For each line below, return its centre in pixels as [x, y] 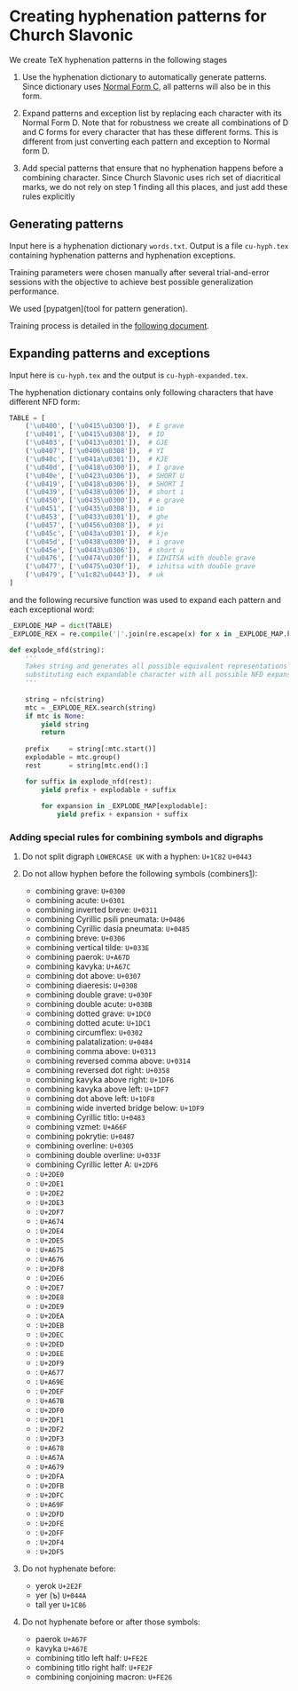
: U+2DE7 [50, 1287]
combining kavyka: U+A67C [83, 966]
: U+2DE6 [50, 1278]
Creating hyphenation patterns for [138, 16]
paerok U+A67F [61, 1639]
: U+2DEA [50, 1315]
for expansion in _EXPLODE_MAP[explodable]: [125, 806]
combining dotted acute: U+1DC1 [93, 1023]
